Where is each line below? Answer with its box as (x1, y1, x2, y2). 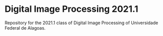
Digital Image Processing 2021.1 (4, 3, 139, 15)
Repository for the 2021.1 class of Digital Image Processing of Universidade (4, 20, 159, 26)
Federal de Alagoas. (4, 25, 46, 31)
